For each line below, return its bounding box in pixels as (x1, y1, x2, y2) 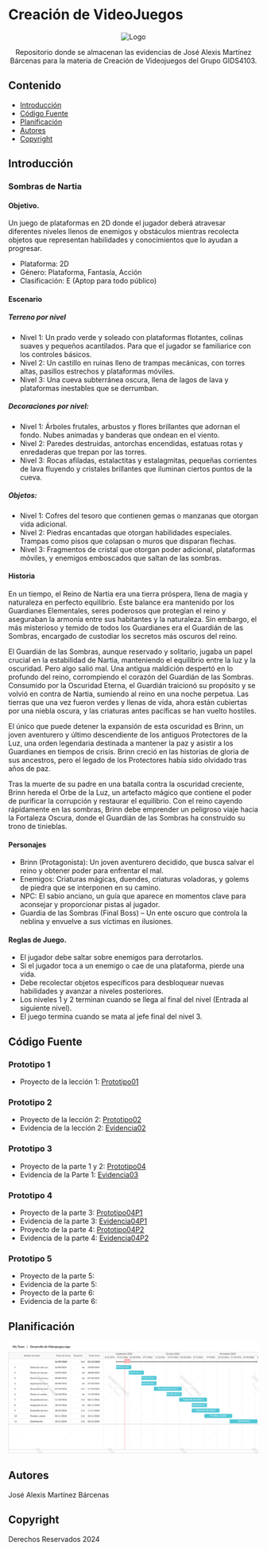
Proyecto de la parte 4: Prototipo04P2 (19, 1224, 145, 1234)
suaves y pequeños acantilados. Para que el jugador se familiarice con (19, 341, 252, 350)
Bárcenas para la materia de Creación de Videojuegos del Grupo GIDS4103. (10, 56, 257, 65)
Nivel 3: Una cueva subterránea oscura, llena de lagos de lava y (19, 374, 229, 384)
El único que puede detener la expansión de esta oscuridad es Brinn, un (8, 721, 244, 730)
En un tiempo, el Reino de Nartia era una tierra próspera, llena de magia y (8, 589, 249, 598)
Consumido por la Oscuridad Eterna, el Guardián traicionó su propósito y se (8, 680, 256, 690)
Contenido (8, 79, 62, 92)
